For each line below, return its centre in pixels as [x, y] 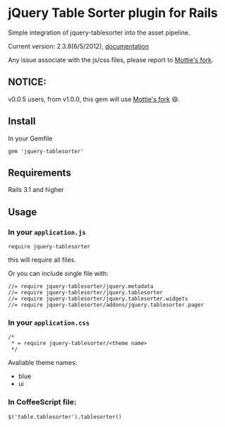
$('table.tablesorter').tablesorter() [65, 417]
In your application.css [49, 323]
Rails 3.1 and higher [36, 190]
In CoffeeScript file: [42, 402]
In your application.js [47, 232]
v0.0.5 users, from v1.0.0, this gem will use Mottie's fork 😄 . [94, 99]
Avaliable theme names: [43, 363]
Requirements [39, 173]
